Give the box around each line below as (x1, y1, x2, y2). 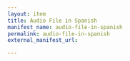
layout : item (7, 10, 46, 18)
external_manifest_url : (7, 37, 79, 44)
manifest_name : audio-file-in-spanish (7, 23, 123, 30)
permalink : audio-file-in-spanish (7, 30, 111, 38)
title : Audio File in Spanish (7, 17, 98, 24)
